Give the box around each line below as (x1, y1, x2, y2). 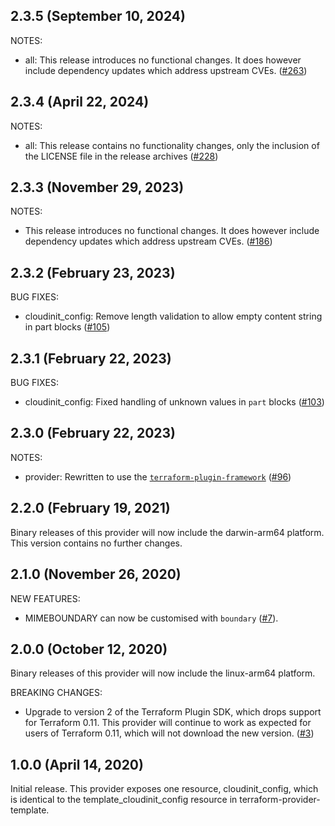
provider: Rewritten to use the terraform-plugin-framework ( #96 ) (24, 470, 292, 483)
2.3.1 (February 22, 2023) (10, 350, 172, 367)
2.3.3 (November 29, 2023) (10, 179, 185, 196)
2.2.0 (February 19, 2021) (10, 500, 171, 517)
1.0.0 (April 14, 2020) (10, 756, 144, 773)
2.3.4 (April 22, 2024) (10, 94, 150, 111)
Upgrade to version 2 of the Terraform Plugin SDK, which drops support (24, 706, 322, 718)
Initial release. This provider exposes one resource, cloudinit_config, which (10, 783, 319, 795)
